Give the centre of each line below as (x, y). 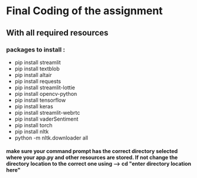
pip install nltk (32, 131)
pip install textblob (37, 69)
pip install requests (38, 81)
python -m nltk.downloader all (51, 138)
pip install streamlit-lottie (45, 88)
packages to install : (35, 50)
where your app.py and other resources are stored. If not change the (92, 157)
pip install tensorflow (40, 100)
